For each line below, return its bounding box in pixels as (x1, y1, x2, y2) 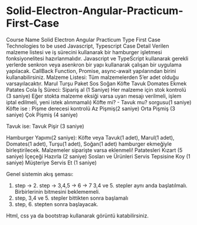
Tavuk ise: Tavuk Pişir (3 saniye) (6, 123, 84, 130)
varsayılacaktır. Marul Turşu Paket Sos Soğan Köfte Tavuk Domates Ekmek (6, 80, 187, 87)
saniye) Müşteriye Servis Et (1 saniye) (6, 159, 97, 166)
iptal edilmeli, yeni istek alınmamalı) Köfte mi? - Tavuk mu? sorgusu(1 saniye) (6, 98, 192, 105)
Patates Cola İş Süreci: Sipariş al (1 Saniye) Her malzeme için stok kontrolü (6, 86, 187, 93)
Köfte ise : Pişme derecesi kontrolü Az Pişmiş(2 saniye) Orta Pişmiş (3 (6, 105, 176, 112)
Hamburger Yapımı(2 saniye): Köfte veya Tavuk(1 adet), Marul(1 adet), (6, 134, 175, 141)
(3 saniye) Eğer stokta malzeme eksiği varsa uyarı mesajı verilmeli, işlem (6, 92, 182, 100)
